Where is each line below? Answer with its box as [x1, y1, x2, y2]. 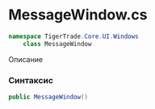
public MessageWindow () [8, 93, 89, 101]
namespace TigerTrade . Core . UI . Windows [8, 32, 139, 40]
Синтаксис [8, 74, 54, 86]
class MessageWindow [23, 40, 92, 48]
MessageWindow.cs [8, 6, 148, 24]
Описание [8, 54, 43, 64]
